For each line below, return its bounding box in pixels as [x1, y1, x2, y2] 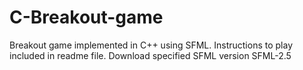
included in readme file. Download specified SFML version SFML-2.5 [9, 49, 292, 61]
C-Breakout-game [9, 6, 164, 29]
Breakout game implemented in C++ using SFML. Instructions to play [9, 39, 294, 51]
